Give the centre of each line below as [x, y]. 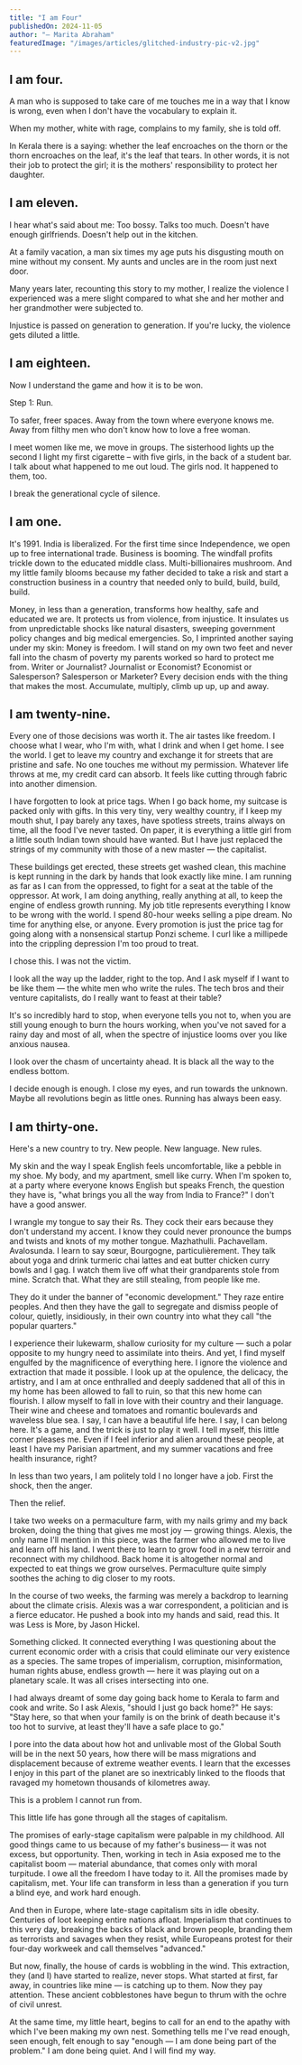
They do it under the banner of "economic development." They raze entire [146, 1297]
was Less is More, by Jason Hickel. [75, 1625]
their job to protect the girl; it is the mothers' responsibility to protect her [143, 165]
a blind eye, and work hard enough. [75, 1892]
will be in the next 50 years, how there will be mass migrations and [133, 1754]
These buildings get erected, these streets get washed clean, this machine [148, 867]
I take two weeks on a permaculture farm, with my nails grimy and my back [149, 1521]
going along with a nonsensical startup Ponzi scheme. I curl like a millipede [149, 934]
